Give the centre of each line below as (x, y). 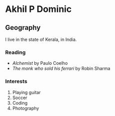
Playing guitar (26, 92)
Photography (26, 108)
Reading (15, 52)
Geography (23, 28)
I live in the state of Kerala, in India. (41, 39)
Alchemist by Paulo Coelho (40, 63)
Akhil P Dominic (39, 9)
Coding (20, 103)
